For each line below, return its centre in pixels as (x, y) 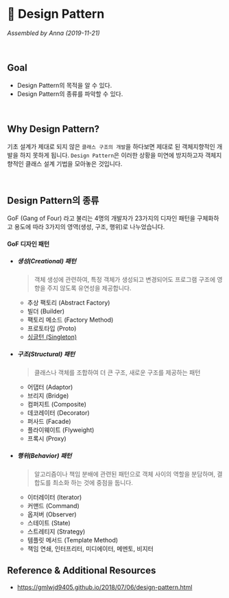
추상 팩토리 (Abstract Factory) (69, 302)
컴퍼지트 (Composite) (57, 404)
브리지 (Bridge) (48, 395)
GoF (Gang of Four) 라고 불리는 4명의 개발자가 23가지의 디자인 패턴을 (101, 218)
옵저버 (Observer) (52, 514)
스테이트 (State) (49, 523)
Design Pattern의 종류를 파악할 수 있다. (70, 94)
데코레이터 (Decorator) (59, 412)
